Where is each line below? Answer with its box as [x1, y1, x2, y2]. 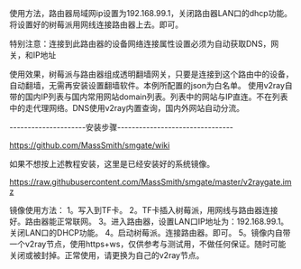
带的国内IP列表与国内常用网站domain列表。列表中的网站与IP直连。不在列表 [9, 91, 288, 102]
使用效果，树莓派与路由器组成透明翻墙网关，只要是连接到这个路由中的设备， [9, 69, 294, 79]
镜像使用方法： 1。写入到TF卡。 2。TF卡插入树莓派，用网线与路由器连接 [9, 205, 278, 215]
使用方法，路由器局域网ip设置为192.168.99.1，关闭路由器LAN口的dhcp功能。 [9, 8, 293, 18]
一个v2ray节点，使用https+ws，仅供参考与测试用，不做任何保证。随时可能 [9, 238, 287, 249]
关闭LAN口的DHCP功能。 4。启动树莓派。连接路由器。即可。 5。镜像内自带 [9, 227, 291, 237]
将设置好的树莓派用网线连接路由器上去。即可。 [9, 19, 183, 30]
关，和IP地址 [9, 50, 57, 60]
